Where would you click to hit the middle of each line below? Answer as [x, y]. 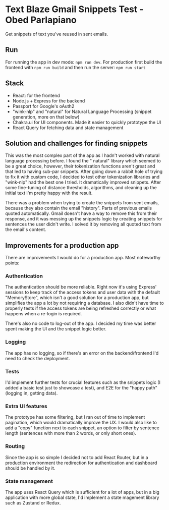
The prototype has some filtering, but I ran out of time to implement [75, 417]
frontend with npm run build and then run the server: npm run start [75, 67]
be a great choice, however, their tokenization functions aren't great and [80, 166]
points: [12, 263]
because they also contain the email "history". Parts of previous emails [79, 208]
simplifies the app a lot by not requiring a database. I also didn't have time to [84, 303]
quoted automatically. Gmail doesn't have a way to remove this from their [81, 213]
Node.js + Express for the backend [49, 101]
